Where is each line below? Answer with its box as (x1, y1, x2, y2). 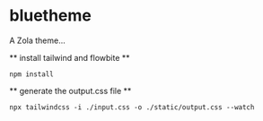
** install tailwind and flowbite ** (9, 52, 130, 63)
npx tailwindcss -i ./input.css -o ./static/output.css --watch (9, 102, 255, 112)
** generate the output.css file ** (9, 85, 132, 96)
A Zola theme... (9, 35, 66, 46)
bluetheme (9, 5, 92, 26)
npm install (9, 69, 54, 79)
